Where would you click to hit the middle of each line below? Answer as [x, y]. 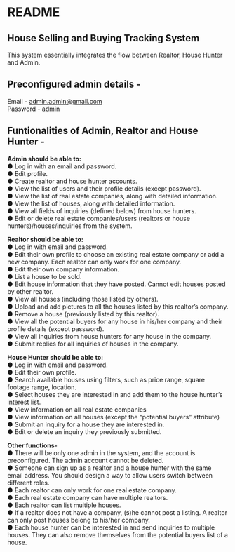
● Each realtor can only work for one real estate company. [92, 490]
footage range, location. [42, 387]
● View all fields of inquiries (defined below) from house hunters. [102, 210]
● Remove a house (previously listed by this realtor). [83, 314]
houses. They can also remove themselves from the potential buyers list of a [117, 534]
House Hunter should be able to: [55, 357]
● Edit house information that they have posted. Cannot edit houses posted [116, 284]
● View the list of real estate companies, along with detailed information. [113, 196]
